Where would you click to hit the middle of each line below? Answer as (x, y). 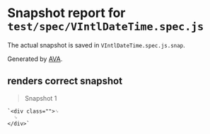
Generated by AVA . (35, 59)
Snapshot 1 (41, 98)
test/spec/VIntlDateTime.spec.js (106, 27)
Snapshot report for (66, 13)
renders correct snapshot (65, 81)
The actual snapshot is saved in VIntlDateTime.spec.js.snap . (96, 45)
